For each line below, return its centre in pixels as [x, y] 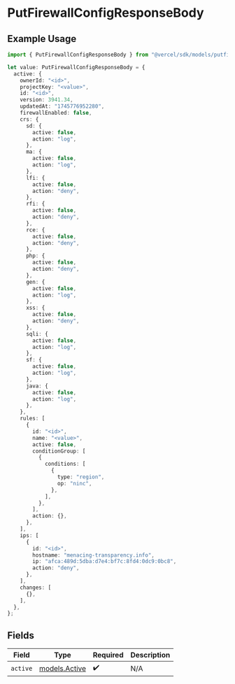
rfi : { [35, 204]
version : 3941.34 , [47, 100]
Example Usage [42, 39]
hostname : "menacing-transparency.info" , [94, 555]
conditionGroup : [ [59, 451]
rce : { [35, 230]
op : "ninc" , [74, 483]
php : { [35, 256]
